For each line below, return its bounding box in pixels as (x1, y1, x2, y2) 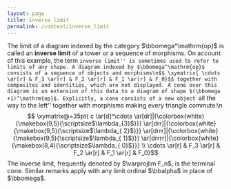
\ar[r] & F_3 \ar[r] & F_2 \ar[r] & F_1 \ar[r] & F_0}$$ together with (7, 76, 217, 83)
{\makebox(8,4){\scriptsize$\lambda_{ (11, 141, 121, 150)
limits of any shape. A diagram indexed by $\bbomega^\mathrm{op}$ (7, 63, 205, 71)
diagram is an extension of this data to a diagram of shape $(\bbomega (7, 88, 221, 95)
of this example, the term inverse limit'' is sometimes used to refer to (7, 57, 219, 65)
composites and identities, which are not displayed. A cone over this (7, 82, 217, 89)
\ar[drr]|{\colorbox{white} (143, 119, 217, 128)
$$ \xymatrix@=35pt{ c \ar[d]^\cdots (27, 112, 133, 121)
